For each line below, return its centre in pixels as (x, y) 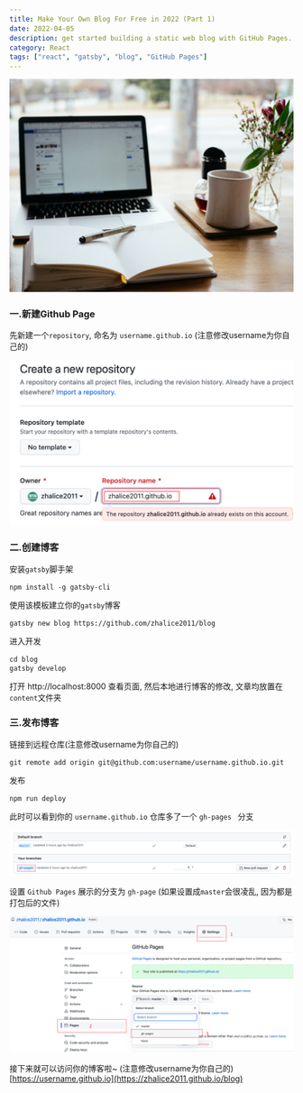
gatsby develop (38, 668)
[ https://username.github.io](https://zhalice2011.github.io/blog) (126, 1079)
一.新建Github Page (52, 314)
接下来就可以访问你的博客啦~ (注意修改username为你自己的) (122, 1069)
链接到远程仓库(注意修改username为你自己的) (94, 744)
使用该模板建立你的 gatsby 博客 (65, 605)
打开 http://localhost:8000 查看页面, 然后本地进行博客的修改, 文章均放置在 (146, 686)
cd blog (24, 659)
